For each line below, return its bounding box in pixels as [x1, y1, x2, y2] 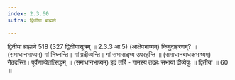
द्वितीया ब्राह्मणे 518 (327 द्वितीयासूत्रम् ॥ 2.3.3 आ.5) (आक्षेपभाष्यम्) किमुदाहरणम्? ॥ [7, 42, 197, 51]
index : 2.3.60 [7, 10, 50, 18]
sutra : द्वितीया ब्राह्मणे [7, 17, 57, 24]
